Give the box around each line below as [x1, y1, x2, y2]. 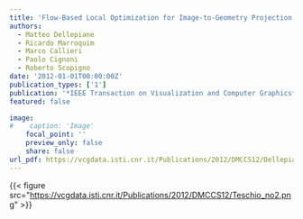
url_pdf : [9, 155, 42, 164]
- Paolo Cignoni [17, 55, 78, 64]
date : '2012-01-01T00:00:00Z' [9, 72, 124, 81]
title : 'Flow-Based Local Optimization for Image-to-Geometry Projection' [9, 13, 297, 23]
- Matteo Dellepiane [17, 30, 95, 39]
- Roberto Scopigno [17, 64, 91, 73]
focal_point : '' [25, 130, 87, 140]
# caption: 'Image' [9, 122, 95, 131]
